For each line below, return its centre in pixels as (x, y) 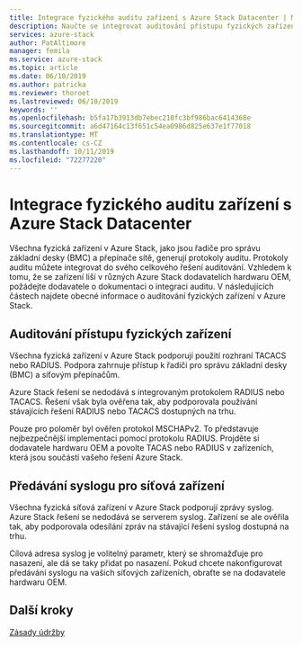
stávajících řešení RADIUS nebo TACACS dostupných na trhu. (123, 411)
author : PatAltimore (48, 43)
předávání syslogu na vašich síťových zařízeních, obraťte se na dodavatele (147, 573)
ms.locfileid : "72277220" (58, 160)
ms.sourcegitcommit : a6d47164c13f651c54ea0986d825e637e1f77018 (130, 127)
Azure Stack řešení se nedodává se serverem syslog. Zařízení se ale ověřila (149, 517)
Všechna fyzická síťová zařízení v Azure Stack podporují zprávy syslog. (142, 507)
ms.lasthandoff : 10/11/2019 (62, 151)
